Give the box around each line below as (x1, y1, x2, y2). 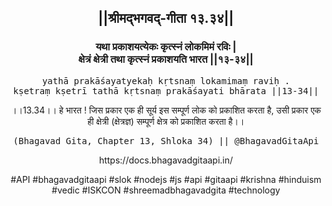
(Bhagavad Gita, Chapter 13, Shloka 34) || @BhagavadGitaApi (12, 135, 320, 146)
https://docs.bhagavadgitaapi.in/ (98, 154, 234, 166)
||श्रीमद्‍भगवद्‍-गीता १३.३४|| (97, 10, 235, 27)
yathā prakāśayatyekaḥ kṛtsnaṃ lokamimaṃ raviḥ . (41, 75, 291, 86)
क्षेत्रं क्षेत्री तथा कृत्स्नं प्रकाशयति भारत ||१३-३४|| (78, 52, 254, 66)
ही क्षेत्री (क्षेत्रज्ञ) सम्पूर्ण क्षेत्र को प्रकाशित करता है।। (87, 115, 245, 127)
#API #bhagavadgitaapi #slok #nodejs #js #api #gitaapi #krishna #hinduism (10, 173, 322, 185)
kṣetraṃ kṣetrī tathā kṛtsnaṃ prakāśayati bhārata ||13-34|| (12, 85, 320, 96)
